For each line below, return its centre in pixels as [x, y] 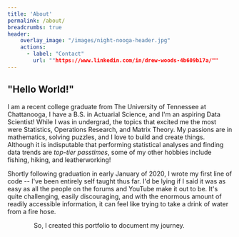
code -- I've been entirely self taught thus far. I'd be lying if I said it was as [117, 181]
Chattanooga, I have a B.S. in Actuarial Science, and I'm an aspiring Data [114, 114]
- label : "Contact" [55, 54]
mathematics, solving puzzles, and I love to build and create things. [106, 137]
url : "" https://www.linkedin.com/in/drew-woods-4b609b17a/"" [126, 61]
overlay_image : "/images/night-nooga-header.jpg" [96, 41]
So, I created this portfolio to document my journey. [110, 225]
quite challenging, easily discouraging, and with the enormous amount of [115, 196]
